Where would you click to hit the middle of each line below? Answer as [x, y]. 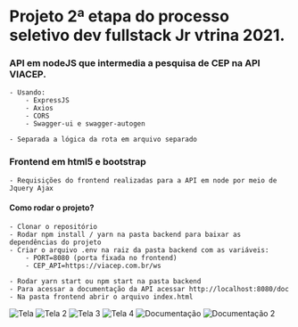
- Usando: [28, 93]
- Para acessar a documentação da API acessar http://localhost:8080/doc [149, 289]
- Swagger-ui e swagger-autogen [85, 124]
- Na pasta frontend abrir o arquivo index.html [101, 297]
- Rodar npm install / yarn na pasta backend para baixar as [125, 234]
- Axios [39, 109]
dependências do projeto [55, 242]
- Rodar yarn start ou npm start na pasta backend [105, 281]
